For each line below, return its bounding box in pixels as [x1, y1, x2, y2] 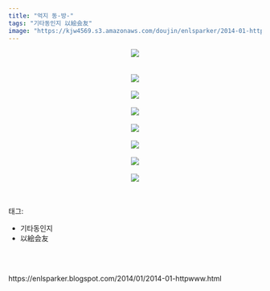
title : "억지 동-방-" [8, 11, 74, 20]
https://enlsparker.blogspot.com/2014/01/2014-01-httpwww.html [8, 274, 223, 284]
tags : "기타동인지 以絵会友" [8, 19, 92, 27]
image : [8, 27, 31, 35]
